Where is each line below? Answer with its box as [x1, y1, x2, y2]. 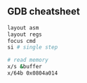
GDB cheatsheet [7, 6, 81, 18]
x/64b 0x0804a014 [7, 70, 58, 77]
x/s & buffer [7, 63, 42, 70]
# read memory [7, 56, 49, 64]
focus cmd [7, 37, 36, 44]
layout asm [7, 24, 39, 31]
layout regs [7, 31, 42, 38]
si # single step [7, 44, 58, 51]
